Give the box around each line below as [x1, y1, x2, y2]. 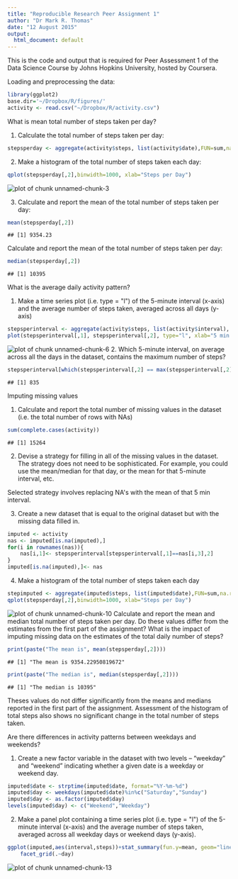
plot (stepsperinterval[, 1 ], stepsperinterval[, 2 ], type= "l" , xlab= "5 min [7, 332, 230, 340]
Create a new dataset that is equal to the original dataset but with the [17, 509, 220, 517]
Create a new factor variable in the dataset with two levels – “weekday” [17, 754, 225, 762]
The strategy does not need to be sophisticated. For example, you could [17, 459, 228, 468]
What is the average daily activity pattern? [7, 283, 130, 291]
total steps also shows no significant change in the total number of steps [7, 711, 220, 720]
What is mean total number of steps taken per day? [7, 117, 157, 125]
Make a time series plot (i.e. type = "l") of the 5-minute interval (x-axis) [17, 297, 225, 306]
